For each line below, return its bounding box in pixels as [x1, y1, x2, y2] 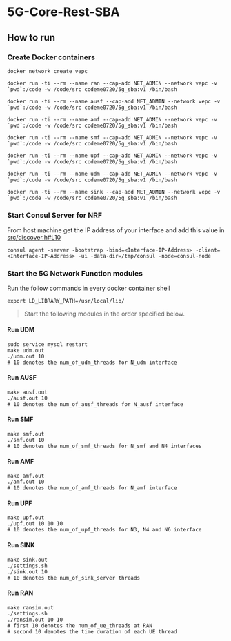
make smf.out [7, 431, 45, 438]
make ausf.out [7, 389, 48, 396]
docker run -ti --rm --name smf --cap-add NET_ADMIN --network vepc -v [7, 134, 217, 141]
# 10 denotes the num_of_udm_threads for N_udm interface [7, 359, 177, 366]
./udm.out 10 [7, 353, 45, 360]
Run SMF [7, 415, 34, 424]
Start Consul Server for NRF [7, 210, 102, 220]
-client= [195, 247, 221, 254]
